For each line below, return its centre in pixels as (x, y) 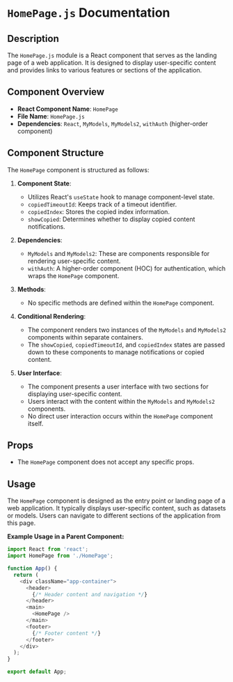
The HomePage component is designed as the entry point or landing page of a (116, 501)
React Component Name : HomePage (67, 109)
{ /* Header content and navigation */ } (90, 594)
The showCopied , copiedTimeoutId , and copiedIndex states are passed (126, 344)
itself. (35, 423)
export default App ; (37, 672)
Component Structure (56, 153)
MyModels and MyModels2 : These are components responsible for (119, 253)
